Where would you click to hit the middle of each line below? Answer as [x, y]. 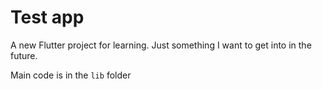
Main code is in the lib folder [71, 75]
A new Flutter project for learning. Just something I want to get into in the [161, 45]
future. [24, 55]
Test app [47, 17]
